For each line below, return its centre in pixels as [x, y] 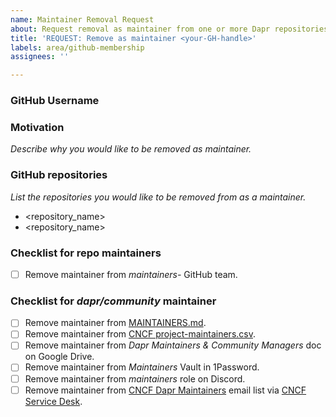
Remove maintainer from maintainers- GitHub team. [131, 274]
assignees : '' [40, 57]
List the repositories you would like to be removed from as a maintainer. [158, 197]
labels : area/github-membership [77, 47]
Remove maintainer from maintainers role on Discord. [135, 378]
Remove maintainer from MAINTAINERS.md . [115, 323]
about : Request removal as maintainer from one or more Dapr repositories [169, 29]
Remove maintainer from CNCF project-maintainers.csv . [140, 334]
